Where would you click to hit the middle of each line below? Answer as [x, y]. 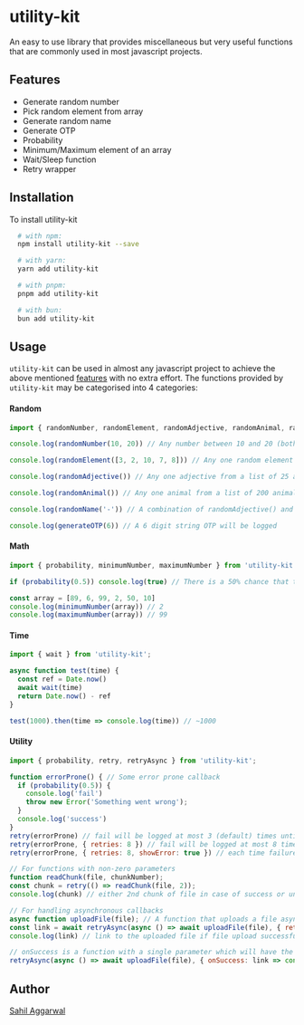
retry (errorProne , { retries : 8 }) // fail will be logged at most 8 [143, 844]
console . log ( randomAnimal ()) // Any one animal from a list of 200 [139, 493]
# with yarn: [42, 261]
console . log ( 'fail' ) [64, 794]
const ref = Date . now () [62, 680]
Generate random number [71, 101]
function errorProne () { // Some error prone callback [115, 777]
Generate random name [66, 120]
